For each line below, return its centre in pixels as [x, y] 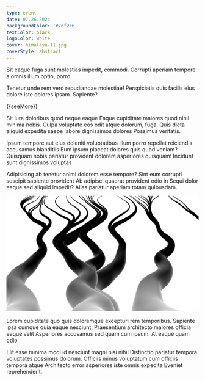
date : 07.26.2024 [28, 19]
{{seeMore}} [22, 106]
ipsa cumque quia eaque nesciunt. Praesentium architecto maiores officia [99, 327]
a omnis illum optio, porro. [39, 76]
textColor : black [28, 32]
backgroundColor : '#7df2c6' [42, 26]
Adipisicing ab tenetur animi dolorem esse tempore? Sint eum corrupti [94, 174]
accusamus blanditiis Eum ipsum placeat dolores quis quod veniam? [92, 149]
